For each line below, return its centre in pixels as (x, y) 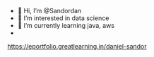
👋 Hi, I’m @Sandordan (49, 11)
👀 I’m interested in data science (63, 18)
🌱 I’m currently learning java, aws (66, 25)
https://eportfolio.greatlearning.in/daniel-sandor (77, 46)
